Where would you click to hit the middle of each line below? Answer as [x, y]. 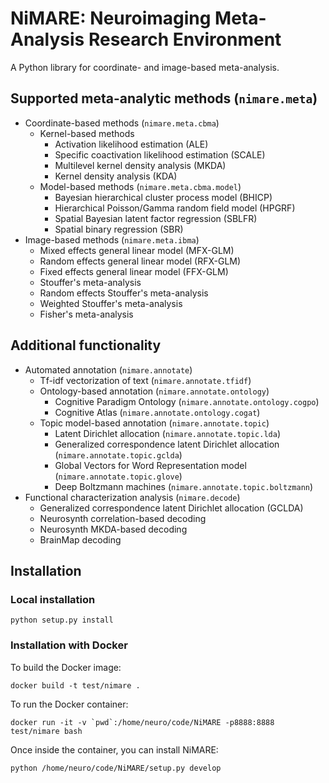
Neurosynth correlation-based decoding [123, 518]
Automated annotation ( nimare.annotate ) [108, 369]
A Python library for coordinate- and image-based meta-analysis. [145, 67]
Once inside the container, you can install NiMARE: [114, 749]
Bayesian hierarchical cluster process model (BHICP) [163, 197]
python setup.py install [62, 620]
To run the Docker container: [69, 704]
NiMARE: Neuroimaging [111, 18]
